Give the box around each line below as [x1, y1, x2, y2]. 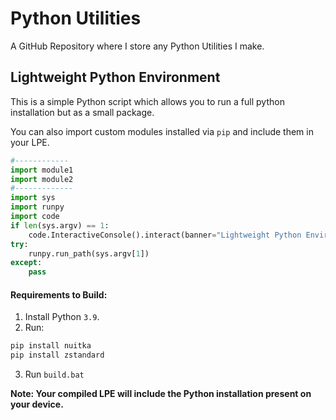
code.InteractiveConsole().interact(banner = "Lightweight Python [28, 230, 302, 240]
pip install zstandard [10, 350, 105, 361]
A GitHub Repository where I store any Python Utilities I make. [10, 40, 265, 52]
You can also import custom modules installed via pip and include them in [10, 125, 314, 137]
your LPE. [10, 136, 50, 148]
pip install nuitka [10, 341, 92, 351]
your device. [10, 398, 64, 411]
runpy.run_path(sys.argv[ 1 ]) [28, 248, 150, 259]
